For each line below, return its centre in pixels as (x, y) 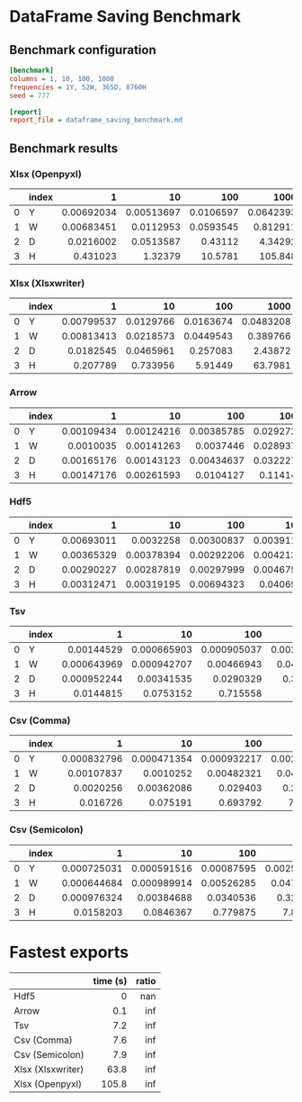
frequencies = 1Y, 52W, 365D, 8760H (78, 87)
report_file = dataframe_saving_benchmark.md (96, 120)
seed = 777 (30, 95)
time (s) (110, 980)
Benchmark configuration (83, 50)
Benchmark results (64, 148)
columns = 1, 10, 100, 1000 (62, 78)
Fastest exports (69, 952)
